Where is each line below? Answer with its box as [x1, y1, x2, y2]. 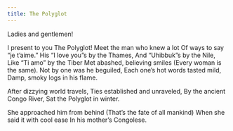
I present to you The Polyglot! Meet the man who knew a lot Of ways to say [7, 43, 225, 51]
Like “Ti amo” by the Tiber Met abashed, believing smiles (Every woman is [7, 58, 222, 67]
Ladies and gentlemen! [7, 30, 74, 38]
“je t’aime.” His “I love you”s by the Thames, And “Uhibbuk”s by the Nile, [7, 51, 216, 59]
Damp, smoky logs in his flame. [7, 73, 98, 82]
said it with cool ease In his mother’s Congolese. [7, 116, 147, 124]
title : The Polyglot [7, 10, 68, 18]
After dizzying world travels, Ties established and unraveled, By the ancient [7, 87, 226, 95]
